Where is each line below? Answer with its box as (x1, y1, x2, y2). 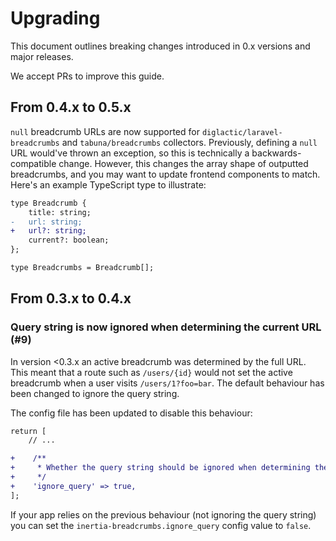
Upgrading (10, 7, 101, 30)
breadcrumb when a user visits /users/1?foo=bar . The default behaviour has (10, 377, 325, 389)
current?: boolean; (28, 235, 110, 246)
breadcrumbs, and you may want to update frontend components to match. (10, 168, 321, 180)
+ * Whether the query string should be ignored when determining (10, 463, 311, 473)
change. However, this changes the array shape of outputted (58, 157, 309, 169)
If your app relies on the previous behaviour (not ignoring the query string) (10, 508, 317, 521)
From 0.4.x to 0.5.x (10, 99, 132, 116)
